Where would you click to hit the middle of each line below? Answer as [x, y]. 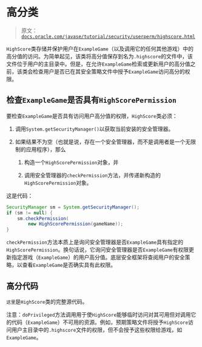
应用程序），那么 [46, 149]
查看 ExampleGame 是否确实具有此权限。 [69, 265]
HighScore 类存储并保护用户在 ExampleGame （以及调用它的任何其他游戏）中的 [100, 49]
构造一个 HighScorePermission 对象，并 [71, 162]
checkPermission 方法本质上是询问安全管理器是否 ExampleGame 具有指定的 [95, 242]
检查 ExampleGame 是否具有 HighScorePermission [92, 100]
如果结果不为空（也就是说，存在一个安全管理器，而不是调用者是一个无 [103, 142]
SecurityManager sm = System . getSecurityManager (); [73, 207]
